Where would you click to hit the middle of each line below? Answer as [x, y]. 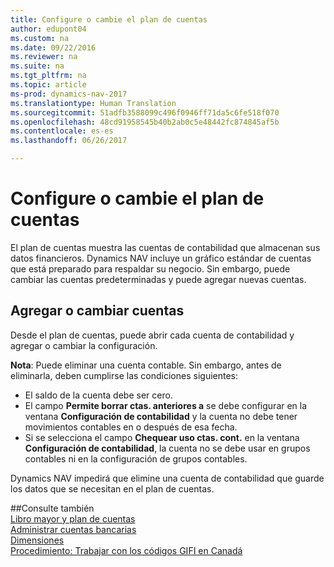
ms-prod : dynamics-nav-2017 [69, 94]
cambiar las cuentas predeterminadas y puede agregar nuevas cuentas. [158, 279]
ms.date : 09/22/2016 [53, 47]
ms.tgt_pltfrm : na [48, 76]
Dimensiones [37, 540]
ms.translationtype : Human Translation [93, 103]
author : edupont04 [48, 29]
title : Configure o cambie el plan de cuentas [109, 19]
